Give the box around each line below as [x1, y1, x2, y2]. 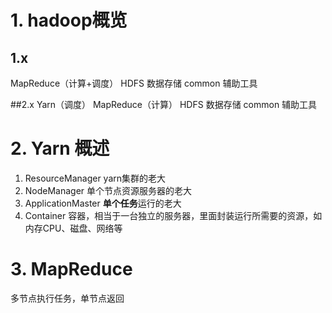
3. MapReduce [10, 258, 133, 281]
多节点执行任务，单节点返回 [10, 292, 125, 304]
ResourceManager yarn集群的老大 [24, 172, 167, 184]
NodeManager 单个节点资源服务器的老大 [24, 184, 193, 196]
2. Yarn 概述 [10, 137, 110, 160]
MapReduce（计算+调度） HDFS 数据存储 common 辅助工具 [10, 77, 258, 89]
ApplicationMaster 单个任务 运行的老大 [24, 197, 182, 209]
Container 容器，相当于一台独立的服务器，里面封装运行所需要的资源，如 [24, 209, 323, 221]
